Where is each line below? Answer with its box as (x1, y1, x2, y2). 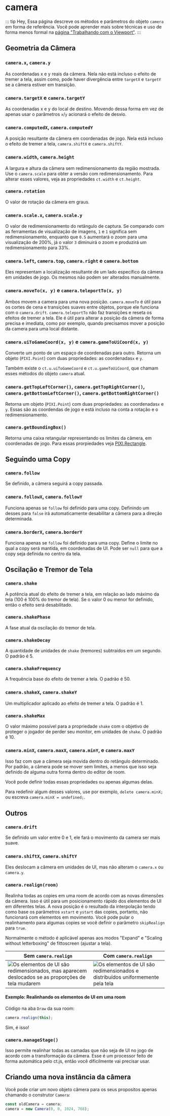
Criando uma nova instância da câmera (5, 1073, 131, 1081)
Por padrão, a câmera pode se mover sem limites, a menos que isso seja (5, 764, 157, 770)
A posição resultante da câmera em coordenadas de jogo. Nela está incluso (5, 135, 163, 141)
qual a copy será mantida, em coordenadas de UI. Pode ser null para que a (5, 545, 163, 551)
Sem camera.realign (23, 952, 72, 959)
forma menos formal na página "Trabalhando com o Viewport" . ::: (5, 29, 141, 35)
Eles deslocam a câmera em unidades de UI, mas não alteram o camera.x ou (5, 864, 163, 870)
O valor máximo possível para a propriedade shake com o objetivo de (5, 723, 149, 730)
